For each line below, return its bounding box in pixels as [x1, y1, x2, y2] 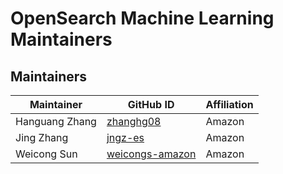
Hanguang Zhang [15, 115, 97, 128]
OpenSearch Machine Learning [10, 7, 275, 30]
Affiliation [205, 98, 254, 111]
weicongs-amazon [106, 147, 197, 161]
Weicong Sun [15, 147, 78, 161]
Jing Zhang [15, 131, 69, 144]
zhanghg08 [106, 115, 162, 128]
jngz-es [106, 131, 145, 144]
